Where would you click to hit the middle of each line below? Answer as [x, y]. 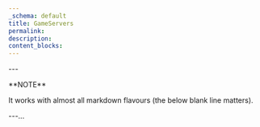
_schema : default [38, 16]
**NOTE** [27, 85]
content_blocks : [36, 46]
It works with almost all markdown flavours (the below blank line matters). [131, 100]
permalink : [27, 31]
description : [30, 38]
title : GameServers [41, 23]
